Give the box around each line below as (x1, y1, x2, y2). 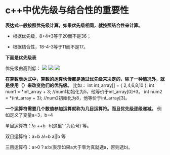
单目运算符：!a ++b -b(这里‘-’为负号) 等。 (5, 122, 92, 129)
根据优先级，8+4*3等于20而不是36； (12, 33, 92, 39)
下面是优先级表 (5, 54, 36, 61)
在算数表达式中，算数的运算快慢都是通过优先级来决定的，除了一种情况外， (5, 76, 160, 82)
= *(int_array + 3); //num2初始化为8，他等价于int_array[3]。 (5, 94, 130, 101)
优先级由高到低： (5, 65, 41, 71)
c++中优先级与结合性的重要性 (5, 5, 129, 16)
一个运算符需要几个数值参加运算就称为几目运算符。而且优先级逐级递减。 (5, 106, 156, 112)
